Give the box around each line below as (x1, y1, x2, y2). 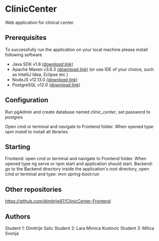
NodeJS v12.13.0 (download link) (12, 76, 78, 82)
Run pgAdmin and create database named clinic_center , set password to (5, 109, 151, 115)
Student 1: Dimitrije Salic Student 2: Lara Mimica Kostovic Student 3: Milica (5, 225, 155, 231)
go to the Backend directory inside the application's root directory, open (5, 166, 149, 172)
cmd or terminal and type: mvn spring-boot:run (5, 171, 100, 177)
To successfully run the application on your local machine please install (5, 46, 148, 52)
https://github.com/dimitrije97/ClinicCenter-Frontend (5, 198, 111, 204)
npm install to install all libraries (5, 129, 68, 134)
